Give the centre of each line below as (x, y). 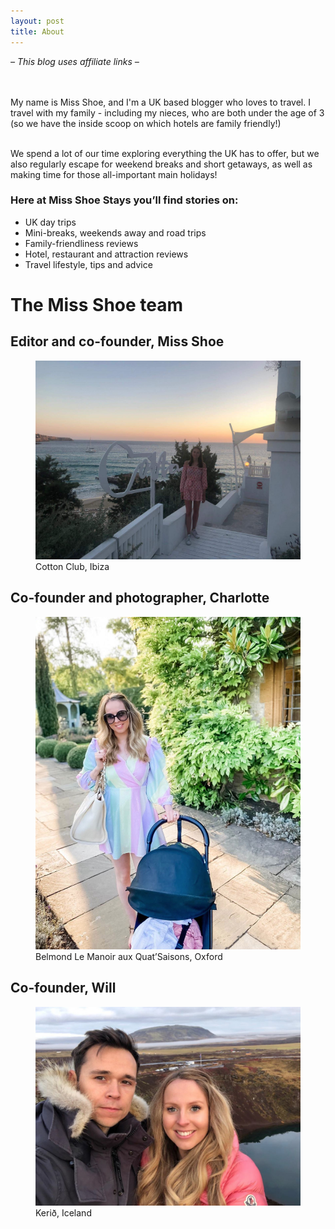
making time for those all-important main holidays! (114, 174)
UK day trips (50, 222)
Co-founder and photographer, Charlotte (140, 598)
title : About (37, 31)
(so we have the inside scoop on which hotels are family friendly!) (146, 123)
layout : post (37, 21)
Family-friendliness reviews (81, 243)
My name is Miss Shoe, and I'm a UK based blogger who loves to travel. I (160, 102)
